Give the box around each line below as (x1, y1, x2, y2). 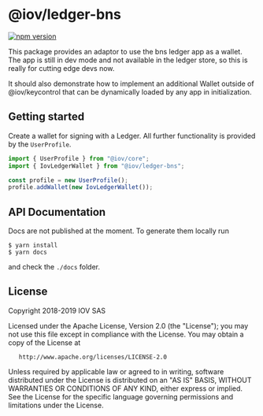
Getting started (8, 110, 85, 124)
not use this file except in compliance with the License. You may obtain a (8, 329, 244, 339)
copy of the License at (8, 337, 81, 347)
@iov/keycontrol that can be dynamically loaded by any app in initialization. (8, 87, 252, 96)
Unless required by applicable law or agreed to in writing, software (8, 366, 224, 376)
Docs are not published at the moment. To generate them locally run (8, 226, 230, 236)
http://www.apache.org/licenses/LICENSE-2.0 (18, 353, 168, 361)
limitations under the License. (8, 400, 104, 410)
